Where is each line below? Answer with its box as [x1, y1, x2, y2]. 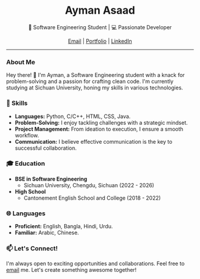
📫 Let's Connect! [6, 244, 58, 253]
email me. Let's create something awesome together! [6, 266, 137, 274]
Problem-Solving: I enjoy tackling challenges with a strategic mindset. [14, 119, 188, 126]
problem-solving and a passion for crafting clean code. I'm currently [6, 78, 174, 85]
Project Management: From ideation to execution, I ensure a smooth [14, 125, 183, 132]
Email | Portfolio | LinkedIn [68, 37, 132, 45]
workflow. [14, 132, 39, 139]
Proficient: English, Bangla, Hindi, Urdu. [14, 223, 113, 230]
